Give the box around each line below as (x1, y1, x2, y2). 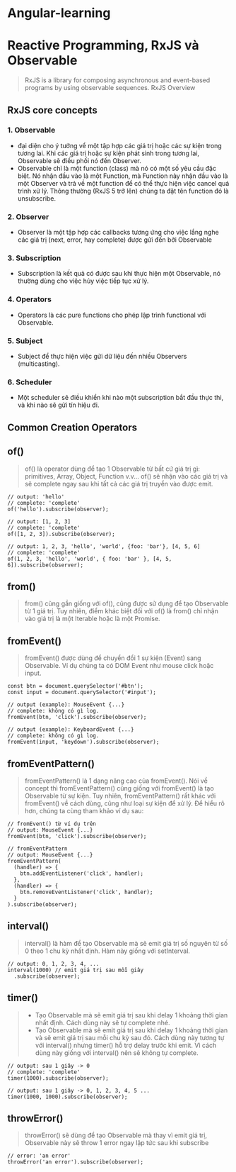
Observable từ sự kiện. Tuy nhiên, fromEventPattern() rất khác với (24, 791, 216, 800)
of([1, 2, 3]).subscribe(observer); (7, 530, 115, 537)
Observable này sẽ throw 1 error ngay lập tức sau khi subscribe (24, 1139, 209, 1147)
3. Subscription (7, 253, 61, 263)
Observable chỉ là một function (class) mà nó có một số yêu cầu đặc (17, 164, 217, 172)
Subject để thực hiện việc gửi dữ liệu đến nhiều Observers (17, 352, 187, 360)
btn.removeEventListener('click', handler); (20, 888, 153, 895)
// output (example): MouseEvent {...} (7, 701, 125, 708)
